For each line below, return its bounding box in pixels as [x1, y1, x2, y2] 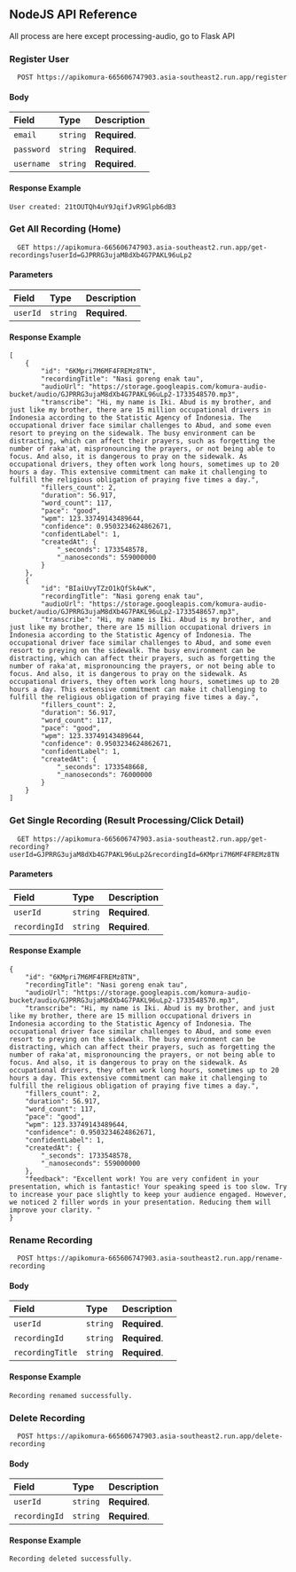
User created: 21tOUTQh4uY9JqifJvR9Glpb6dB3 [9, 202, 176, 211]
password [13, 145, 51, 154]
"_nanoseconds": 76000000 [56, 771, 152, 780]
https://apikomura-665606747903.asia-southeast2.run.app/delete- [36, 1432, 284, 1441]
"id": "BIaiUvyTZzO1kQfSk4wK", [41, 585, 157, 593]
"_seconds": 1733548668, [56, 763, 149, 772]
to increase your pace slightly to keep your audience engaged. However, [9, 1190, 288, 1199]
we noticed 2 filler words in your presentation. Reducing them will [9, 1198, 272, 1207]
